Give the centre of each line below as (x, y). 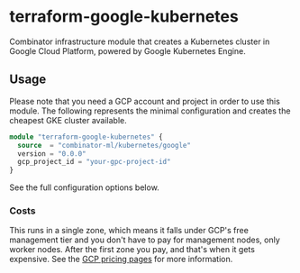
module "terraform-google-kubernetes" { (86, 137)
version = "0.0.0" (52, 154)
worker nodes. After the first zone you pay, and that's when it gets (132, 250)
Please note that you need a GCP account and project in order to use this (145, 101)
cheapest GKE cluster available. (68, 120)
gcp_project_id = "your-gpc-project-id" (94, 162)
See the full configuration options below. (84, 187)
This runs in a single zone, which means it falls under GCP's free (129, 231)
